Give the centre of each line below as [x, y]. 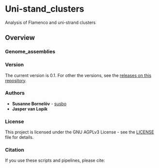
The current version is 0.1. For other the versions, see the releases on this [78, 75]
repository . [16, 80]
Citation [15, 150]
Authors [15, 93]
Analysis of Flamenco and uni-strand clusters [50, 22]
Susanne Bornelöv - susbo [39, 104]
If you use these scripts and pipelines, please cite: [55, 160]
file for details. [19, 137]
